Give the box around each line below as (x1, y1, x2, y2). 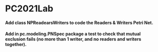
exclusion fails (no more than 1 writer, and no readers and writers (5, 36, 142, 42)
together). (5, 42, 27, 48)
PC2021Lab (5, 3, 53, 14)
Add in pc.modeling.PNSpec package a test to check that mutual (5, 31, 141, 37)
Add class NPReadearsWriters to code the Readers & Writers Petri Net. (5, 19, 154, 25)
